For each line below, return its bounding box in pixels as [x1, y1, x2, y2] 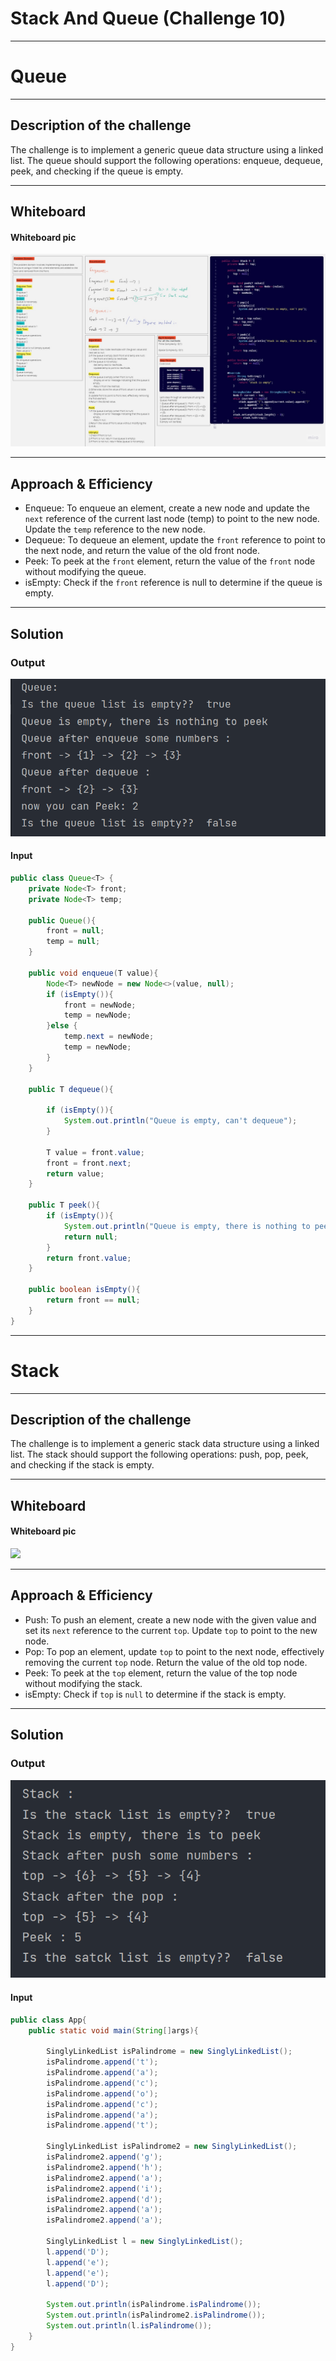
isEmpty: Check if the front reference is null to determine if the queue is [24, 577, 323, 589]
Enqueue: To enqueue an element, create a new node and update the [24, 502, 310, 514]
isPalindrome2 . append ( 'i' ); [46, 2183, 163, 2194]
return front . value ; [46, 1253, 132, 1263]
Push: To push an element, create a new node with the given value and [24, 1613, 317, 1626]
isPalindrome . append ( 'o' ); [46, 2088, 159, 2099]
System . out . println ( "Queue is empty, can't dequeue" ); [63, 1116, 298, 1126]
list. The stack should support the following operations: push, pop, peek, [10, 1448, 309, 1461]
